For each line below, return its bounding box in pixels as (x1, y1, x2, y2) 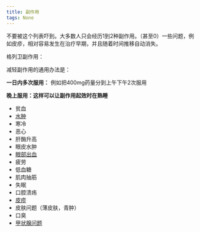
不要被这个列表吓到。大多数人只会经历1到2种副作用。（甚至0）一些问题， (6, 32, 189, 40)
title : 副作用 (6, 9, 40, 15)
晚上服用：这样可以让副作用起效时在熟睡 (6, 92, 108, 99)
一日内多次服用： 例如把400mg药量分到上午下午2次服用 (6, 79, 148, 86)
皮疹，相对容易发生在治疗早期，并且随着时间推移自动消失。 (11, 40, 162, 47)
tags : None (6, 15, 34, 21)
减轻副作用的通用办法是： (6, 65, 71, 73)
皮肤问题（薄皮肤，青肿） (15, 204, 80, 211)
